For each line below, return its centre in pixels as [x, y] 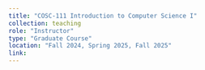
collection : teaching [45, 23]
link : [17, 53]
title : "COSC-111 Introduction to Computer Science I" [103, 16]
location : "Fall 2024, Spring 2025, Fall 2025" [90, 46]
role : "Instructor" [41, 31]
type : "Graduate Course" [50, 38]
